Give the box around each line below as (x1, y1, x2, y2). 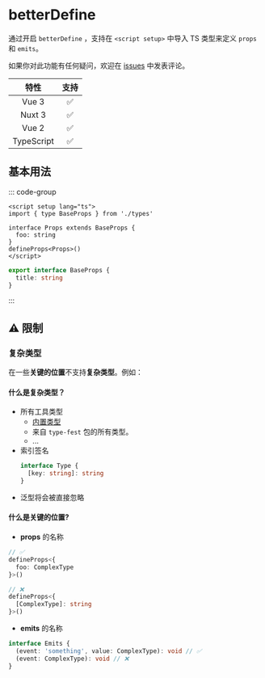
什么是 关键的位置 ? (8, 512, 69, 522)
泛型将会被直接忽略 (19, 492, 85, 502)
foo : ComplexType (15, 563, 74, 571)
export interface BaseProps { (8, 266, 111, 274)
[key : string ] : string (27, 470, 104, 478)
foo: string (15, 230, 57, 239)
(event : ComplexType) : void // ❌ (15, 655, 129, 663)
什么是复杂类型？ (8, 387, 65, 397)
